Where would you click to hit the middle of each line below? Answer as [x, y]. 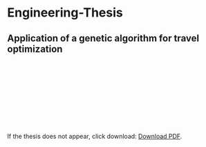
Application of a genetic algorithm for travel [103, 38]
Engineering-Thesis [65, 13]
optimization [35, 49]
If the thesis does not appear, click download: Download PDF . [95, 136]
